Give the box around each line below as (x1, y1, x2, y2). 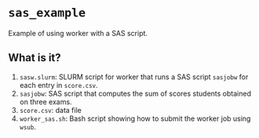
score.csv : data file (19, 105, 82, 114)
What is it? (8, 51, 61, 64)
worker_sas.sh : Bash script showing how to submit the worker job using (19, 114, 251, 123)
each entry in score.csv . (19, 80, 98, 89)
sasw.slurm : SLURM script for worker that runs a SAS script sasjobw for (19, 72, 249, 82)
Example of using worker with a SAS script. (8, 28, 148, 38)
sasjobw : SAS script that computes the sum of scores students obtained (19, 89, 251, 98)
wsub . (19, 122, 37, 131)
